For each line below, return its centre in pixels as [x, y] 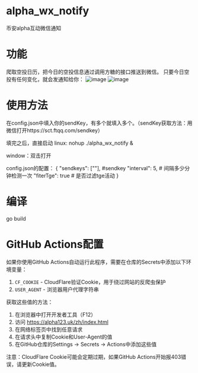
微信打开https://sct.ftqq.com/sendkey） [55, 130]
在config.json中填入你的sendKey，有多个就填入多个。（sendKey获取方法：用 [99, 123]
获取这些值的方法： [30, 302]
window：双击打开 [29, 155]
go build [16, 218]
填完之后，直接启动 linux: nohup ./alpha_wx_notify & [70, 143]
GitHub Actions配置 [55, 244]
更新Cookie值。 [41, 364]
